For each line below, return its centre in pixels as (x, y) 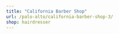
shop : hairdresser (28, 22)
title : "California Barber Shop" (47, 11)
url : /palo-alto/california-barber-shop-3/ (60, 17)
